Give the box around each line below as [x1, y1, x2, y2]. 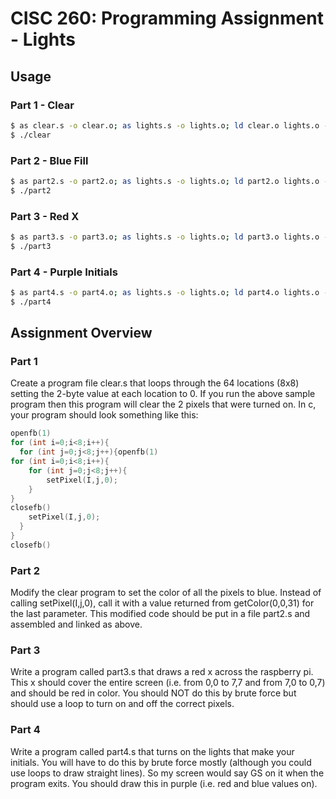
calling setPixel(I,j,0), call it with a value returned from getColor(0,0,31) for [10, 597, 315, 609]
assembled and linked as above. [10, 618, 143, 631]
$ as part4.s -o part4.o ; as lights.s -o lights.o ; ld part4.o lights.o [10, 288, 320, 298]
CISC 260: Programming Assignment [10, 7, 324, 30]
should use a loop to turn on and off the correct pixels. [10, 698, 235, 710]
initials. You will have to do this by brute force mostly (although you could [10, 756, 312, 768]
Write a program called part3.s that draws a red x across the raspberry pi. [10, 666, 314, 678]
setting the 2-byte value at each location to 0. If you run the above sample [10, 388, 316, 400]
